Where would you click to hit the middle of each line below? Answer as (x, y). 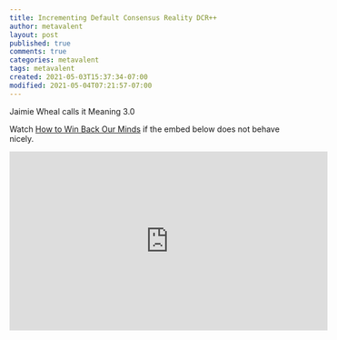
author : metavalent (46, 26)
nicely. (22, 138)
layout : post (34, 35)
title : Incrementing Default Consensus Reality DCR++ (114, 18)
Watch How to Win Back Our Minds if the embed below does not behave (144, 129)
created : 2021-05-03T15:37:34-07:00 (79, 77)
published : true (40, 43)
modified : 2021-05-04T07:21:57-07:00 (81, 85)
